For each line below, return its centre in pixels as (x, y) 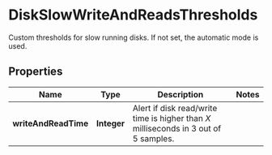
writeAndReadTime (51, 123)
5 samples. (153, 138)
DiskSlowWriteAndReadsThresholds (133, 15)
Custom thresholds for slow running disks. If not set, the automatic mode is (134, 37)
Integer (110, 123)
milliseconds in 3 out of (176, 128)
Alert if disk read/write (175, 108)
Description (181, 94)
